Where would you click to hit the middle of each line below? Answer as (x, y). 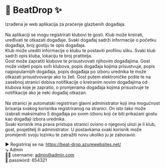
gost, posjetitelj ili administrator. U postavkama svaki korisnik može (74, 129)
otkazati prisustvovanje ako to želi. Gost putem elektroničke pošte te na (78, 77)
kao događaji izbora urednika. (35, 119)
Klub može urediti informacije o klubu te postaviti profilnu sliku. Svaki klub (81, 50)
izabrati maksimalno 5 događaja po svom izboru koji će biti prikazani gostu (81, 113)
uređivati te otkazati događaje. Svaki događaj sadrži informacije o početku (81, 40)
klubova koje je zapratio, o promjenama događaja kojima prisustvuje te (77, 87)
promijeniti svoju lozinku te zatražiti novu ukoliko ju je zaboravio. (71, 135)
